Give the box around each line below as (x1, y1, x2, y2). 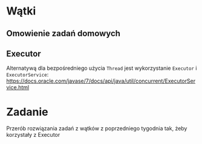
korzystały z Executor (6, 131, 60, 139)
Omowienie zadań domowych (6, 28, 121, 39)
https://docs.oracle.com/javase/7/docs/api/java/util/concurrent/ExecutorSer (6, 77, 195, 85)
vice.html (6, 84, 29, 91)
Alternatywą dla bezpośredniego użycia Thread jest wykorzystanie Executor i (6, 64, 197, 72)
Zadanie (6, 105, 48, 119)
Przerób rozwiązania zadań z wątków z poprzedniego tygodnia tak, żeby (6, 125, 187, 132)
